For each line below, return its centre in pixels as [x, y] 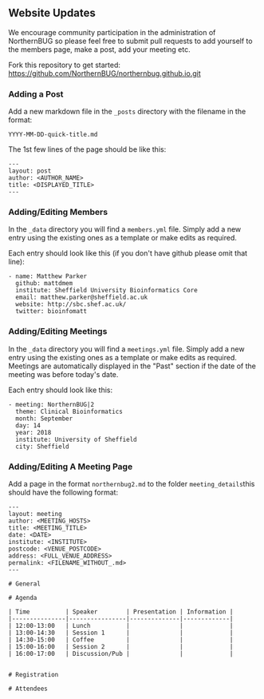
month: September [44, 419]
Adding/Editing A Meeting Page [71, 467]
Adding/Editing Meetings [58, 332]
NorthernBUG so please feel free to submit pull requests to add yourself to [130, 41]
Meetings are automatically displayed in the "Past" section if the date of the [132, 366]
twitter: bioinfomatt [51, 312]
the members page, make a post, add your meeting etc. [99, 49]
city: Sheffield [42, 447]
